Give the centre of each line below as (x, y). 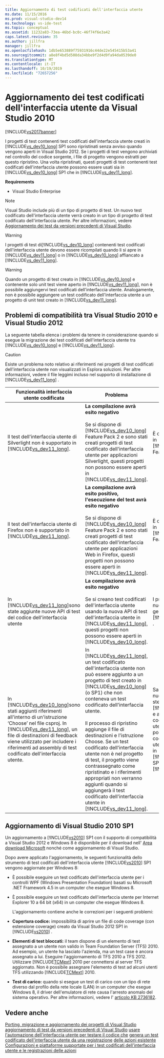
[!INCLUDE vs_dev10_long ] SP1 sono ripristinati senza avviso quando (74, 146)
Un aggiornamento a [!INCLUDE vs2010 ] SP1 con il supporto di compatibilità (81, 838)
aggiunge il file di (105, 729)
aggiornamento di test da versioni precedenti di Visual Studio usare (73, 1030)
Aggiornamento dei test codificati (75, 97)
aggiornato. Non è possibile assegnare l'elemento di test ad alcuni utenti (85, 967)
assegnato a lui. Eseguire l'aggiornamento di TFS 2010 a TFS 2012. (79, 957)
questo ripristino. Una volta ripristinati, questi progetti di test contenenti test (81, 162)
